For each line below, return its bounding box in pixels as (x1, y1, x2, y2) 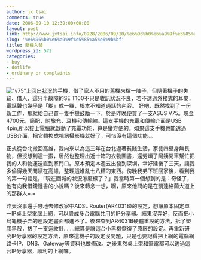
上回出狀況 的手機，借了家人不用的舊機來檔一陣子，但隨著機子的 (26, 87, 184, 95)
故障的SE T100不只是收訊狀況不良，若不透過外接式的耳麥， (47, 95, 194, 102)
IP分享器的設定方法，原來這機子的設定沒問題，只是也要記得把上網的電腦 (11, 232, 190, 240)
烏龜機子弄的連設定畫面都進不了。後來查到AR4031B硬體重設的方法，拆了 (6, 217, 187, 225)
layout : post (6, 25, 39, 32)
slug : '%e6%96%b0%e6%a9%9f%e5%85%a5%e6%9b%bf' (6, 37, 124, 43)
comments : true (6, 14, 44, 20)
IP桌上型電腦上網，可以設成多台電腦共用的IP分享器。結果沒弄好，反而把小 (11, 210, 194, 217)
